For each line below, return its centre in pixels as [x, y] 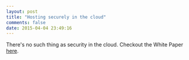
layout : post [22, 11]
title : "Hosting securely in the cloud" [56, 17]
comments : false [26, 22]
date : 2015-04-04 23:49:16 [39, 28]
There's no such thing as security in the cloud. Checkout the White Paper [95, 45]
